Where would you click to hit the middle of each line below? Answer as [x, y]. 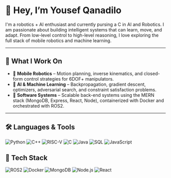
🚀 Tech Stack [26, 157]
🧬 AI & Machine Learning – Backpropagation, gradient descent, [79, 84]
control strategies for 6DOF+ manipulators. [69, 79]
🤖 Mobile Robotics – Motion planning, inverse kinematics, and [78, 74]
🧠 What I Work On [34, 61]
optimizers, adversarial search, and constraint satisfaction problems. [84, 90]
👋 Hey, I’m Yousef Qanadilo [63, 10]
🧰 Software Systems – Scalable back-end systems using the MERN [83, 95]
